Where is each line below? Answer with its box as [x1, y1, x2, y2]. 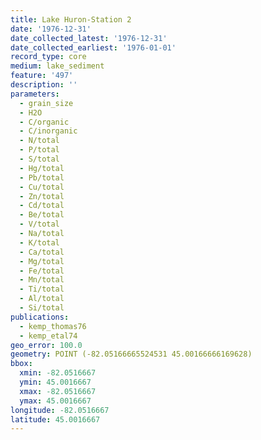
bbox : [10, 359, 33, 369]
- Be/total [19, 210, 65, 220]
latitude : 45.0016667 [10, 414, 101, 425]
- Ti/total [19, 284, 65, 295]
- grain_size [19, 98, 74, 108]
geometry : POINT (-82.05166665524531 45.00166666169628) [10, 349, 253, 360]
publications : [10, 312, 70, 322]
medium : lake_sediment [10, 61, 105, 71]
